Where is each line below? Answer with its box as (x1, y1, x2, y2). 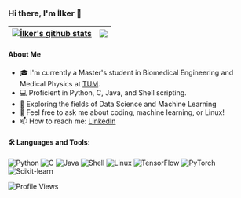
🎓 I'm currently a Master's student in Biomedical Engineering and (19, 68, 234, 77)
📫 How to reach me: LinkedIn (19, 116, 116, 126)
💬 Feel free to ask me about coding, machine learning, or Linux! (19, 107, 225, 117)
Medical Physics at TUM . (19, 79, 100, 88)
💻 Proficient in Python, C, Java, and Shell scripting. (19, 87, 187, 97)
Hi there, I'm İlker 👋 (8, 8, 82, 19)
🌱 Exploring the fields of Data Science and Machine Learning (19, 99, 217, 108)
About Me (8, 49, 42, 59)
